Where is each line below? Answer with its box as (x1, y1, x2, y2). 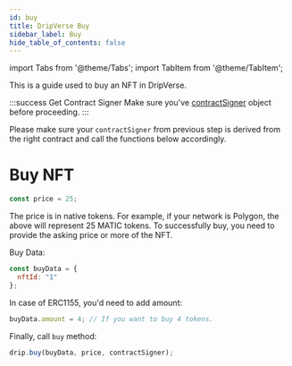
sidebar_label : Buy (9, 30, 82, 38)
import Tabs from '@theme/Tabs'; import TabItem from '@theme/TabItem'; (9, 63, 284, 73)
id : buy (9, 13, 38, 22)
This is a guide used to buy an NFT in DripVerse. (9, 80, 188, 90)
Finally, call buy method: (9, 330, 97, 341)
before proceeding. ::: (9, 106, 89, 117)
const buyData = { (9, 265, 78, 274)
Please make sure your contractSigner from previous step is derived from (9, 124, 281, 135)
